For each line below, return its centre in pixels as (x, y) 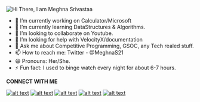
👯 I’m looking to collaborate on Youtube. (64, 33)
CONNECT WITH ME (32, 81)
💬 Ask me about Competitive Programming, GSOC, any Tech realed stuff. (104, 46)
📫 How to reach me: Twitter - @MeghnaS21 (69, 52)
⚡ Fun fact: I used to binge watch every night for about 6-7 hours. (95, 68)
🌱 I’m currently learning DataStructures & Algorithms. (80, 27)
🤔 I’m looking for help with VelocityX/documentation (79, 39)
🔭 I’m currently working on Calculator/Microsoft (73, 20)
